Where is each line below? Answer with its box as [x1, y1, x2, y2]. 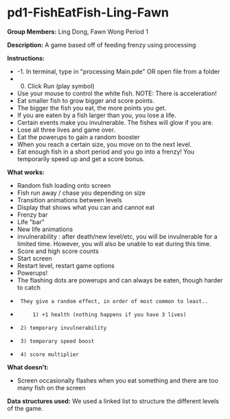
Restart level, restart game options [16, 261, 115, 270]
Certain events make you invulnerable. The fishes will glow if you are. [16, 118, 214, 126]
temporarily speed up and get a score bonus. [16, 154, 145, 163]
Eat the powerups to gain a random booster [16, 132, 140, 141]
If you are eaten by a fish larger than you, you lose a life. [16, 111, 176, 119]
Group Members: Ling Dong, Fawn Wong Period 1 [7, 27, 149, 36]
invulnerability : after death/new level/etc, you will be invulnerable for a [16, 232, 218, 241]
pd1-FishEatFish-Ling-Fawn [7, 5, 170, 21]
